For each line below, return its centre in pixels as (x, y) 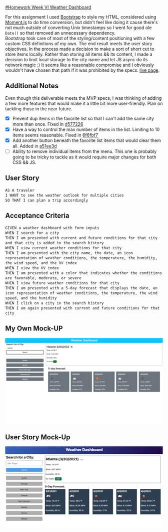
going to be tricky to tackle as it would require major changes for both (84, 157)
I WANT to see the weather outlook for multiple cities (64, 195)
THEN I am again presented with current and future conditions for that (82, 308)
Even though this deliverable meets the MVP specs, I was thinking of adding (83, 98)
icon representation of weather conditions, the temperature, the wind (81, 293)
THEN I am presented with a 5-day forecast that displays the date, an (81, 288)
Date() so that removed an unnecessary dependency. (60, 33)
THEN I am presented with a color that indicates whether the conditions (84, 273)
